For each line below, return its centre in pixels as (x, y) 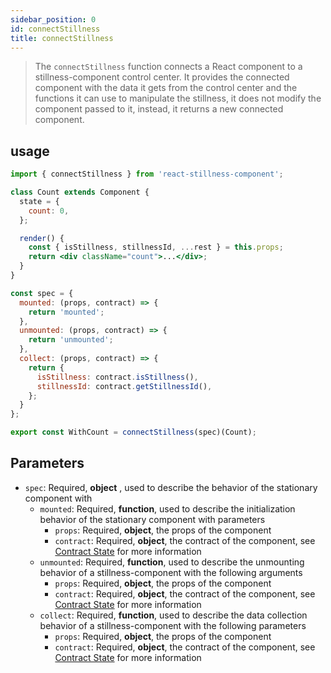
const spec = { (42, 293)
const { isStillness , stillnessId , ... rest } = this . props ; (156, 247)
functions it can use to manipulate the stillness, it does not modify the (178, 98)
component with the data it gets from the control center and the (166, 88)
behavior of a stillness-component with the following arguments (171, 572)
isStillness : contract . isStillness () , (117, 377)
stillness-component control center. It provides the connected (162, 77)
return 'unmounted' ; (71, 340)
